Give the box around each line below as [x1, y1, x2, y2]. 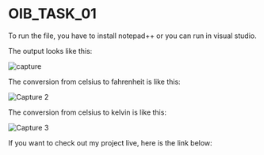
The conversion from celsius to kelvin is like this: [8, 108, 166, 117]
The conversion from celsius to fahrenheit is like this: [8, 77, 181, 86]
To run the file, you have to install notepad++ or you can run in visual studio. [8, 31, 257, 40]
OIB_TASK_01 [8, 5, 97, 23]
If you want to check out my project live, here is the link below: [8, 138, 212, 147]
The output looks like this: [8, 46, 93, 55]
